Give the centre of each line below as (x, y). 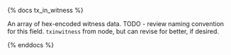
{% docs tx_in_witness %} (45, 10)
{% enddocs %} (31, 45)
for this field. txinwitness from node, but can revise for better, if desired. (113, 31)
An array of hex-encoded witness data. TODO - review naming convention (116, 24)
